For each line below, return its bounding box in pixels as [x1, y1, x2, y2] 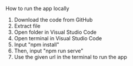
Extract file [14, 23, 41, 29]
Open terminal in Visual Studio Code [14, 35, 102, 41]
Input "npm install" [14, 41, 59, 48]
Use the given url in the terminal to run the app [14, 54, 127, 60]
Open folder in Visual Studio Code [14, 29, 97, 36]
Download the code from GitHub [14, 16, 93, 23]
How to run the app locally [5, 5, 69, 12]
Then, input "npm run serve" [14, 47, 84, 54]
